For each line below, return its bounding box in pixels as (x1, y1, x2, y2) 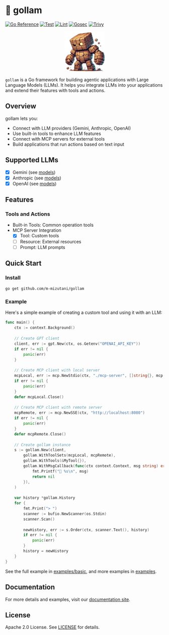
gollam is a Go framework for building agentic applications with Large (5, 77, 149, 83)
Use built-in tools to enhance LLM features (12, 131, 102, 137)
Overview (5, 102, 37, 110)
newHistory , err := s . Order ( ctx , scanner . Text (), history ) (23, 527, 150, 532)
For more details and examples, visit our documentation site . (5, 596, 131, 602)
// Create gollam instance (14, 442, 71, 448)
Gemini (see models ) (12, 169, 56, 175)
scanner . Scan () (23, 517, 55, 522)
